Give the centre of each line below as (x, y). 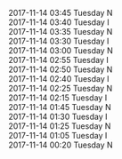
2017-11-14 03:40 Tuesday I (59, 22)
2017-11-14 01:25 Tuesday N (60, 126)
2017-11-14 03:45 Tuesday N (61, 13)
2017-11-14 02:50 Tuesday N (61, 69)
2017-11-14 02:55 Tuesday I (58, 60)
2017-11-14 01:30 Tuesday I (58, 116)
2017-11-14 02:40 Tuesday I (59, 79)
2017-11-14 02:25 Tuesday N (61, 88)
